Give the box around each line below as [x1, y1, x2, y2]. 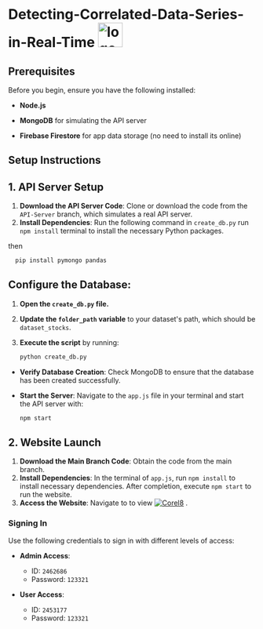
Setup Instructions [8, 154, 101, 167]
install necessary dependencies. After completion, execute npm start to [19, 482, 252, 491]
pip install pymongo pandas [15, 256, 108, 264]
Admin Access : [19, 551, 71, 560]
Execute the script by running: [19, 337, 119, 347]
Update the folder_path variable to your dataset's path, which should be [19, 314, 256, 323]
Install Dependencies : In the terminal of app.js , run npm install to [19, 473, 236, 483]
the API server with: [19, 398, 84, 409]
